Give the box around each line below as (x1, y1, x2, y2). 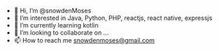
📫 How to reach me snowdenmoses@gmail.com (13, 37, 155, 44)
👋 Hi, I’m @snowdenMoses (13, 7, 92, 14)
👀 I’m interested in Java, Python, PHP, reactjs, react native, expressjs (13, 14, 213, 22)
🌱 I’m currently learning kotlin (13, 21, 99, 29)
